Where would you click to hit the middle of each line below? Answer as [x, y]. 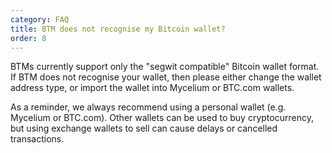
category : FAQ [40, 19]
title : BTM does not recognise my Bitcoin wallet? [118, 29]
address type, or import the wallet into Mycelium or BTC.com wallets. [152, 88]
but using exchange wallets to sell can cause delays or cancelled [144, 128]
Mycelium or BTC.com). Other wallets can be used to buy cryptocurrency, [162, 118]
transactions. [37, 139]
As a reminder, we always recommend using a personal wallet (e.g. [148, 107]
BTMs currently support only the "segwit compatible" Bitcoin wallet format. [165, 67]
